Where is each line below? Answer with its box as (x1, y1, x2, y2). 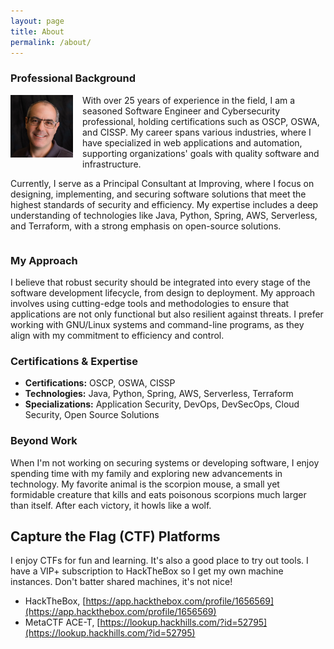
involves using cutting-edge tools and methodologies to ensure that (10, 297, 290, 309)
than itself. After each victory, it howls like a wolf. (10, 499, 212, 511)
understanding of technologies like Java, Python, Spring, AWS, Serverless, (10, 209, 318, 221)
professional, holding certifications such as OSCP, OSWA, (82, 115, 320, 127)
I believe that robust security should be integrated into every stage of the (10, 276, 312, 288)
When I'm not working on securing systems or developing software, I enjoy (10, 456, 320, 469)
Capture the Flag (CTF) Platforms (10, 528, 221, 545)
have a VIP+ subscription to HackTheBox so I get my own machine (10, 565, 284, 577)
